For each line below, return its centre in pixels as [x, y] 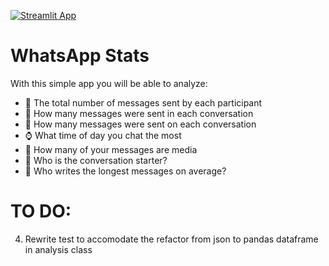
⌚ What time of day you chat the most [103, 135]
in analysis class [58, 249]
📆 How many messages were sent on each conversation [140, 124]
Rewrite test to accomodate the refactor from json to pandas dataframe [171, 239]
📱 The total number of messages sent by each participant [143, 102]
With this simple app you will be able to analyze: [109, 83]
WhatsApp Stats [80, 56]
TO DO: [41, 211]
